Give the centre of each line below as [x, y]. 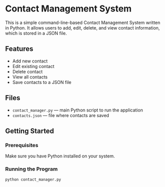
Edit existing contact [33, 66]
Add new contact [30, 61]
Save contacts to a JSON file [42, 82]
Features [19, 49]
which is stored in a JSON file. [36, 33]
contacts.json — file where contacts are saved [61, 115]
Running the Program [32, 169]
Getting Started [30, 131]
